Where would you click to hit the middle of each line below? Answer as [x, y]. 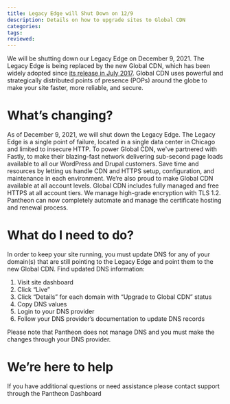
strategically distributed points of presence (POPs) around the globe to [107, 80]
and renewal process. [38, 207]
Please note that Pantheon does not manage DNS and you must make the [111, 332]
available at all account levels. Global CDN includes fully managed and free [113, 186]
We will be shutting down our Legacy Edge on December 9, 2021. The [106, 58]
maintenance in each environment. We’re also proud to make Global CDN [110, 179]
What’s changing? [60, 116]
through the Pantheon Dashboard [54, 393]
